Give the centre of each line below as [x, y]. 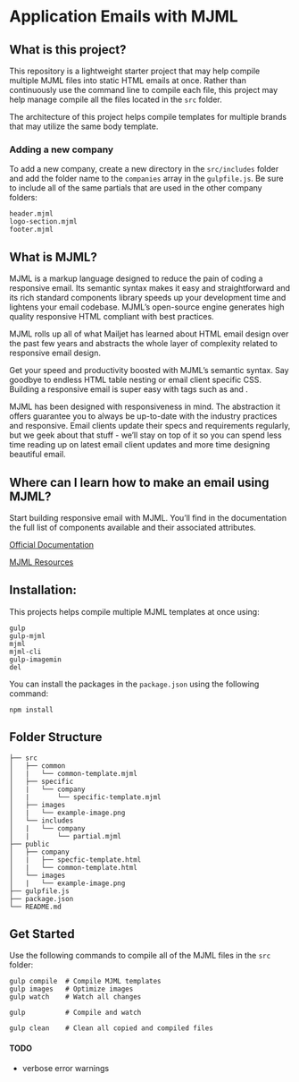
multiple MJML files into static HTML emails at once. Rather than [128, 81]
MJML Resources [42, 562]
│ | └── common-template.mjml [74, 773]
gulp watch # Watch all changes [75, 997]
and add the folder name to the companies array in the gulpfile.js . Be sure [146, 179]
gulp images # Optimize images [71, 989]
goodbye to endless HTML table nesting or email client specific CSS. [135, 380]
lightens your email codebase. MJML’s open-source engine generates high [147, 307]
